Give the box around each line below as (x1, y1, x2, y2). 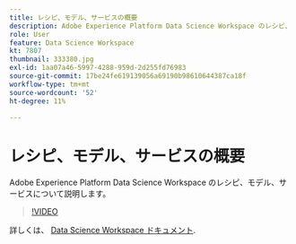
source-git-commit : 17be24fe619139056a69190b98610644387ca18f (9, 72, 247, 81)
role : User (9, 30, 50, 39)
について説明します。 (32, 188, 111, 199)
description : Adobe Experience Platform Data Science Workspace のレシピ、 (9, 22, 292, 30)
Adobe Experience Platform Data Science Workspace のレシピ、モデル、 (9, 177, 280, 188)
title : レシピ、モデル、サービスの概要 (9, 13, 138, 22)
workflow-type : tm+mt (9, 80, 91, 89)
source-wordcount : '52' (9, 88, 99, 97)
